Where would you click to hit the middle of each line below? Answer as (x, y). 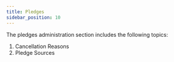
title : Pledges (25, 12)
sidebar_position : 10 (34, 17)
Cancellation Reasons (42, 46)
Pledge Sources (35, 52)
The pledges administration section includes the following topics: (87, 34)
